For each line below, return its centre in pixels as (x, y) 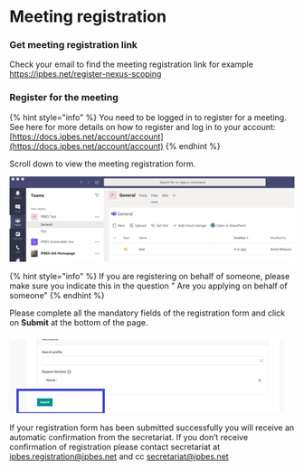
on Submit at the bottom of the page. (79, 323)
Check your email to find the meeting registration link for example (131, 64)
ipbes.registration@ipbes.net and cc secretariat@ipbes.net (119, 457)
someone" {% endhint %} (57, 296)
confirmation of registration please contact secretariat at (114, 447)
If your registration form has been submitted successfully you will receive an (152, 428)
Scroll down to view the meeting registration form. (103, 164)
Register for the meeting (64, 98)
